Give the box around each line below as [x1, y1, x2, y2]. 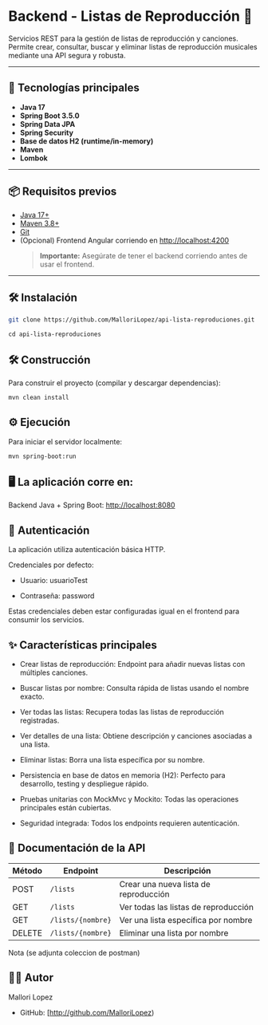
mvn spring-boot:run [8, 452, 77, 460]
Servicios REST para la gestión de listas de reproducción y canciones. [8, 34, 238, 43]
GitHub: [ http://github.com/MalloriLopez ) [19, 1007, 155, 1017]
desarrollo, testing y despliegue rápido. [19, 779, 149, 789]
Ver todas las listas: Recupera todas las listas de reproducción [19, 708, 225, 717]
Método [12, 865, 42, 876]
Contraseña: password [19, 591, 95, 601]
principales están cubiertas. [19, 803, 112, 813]
